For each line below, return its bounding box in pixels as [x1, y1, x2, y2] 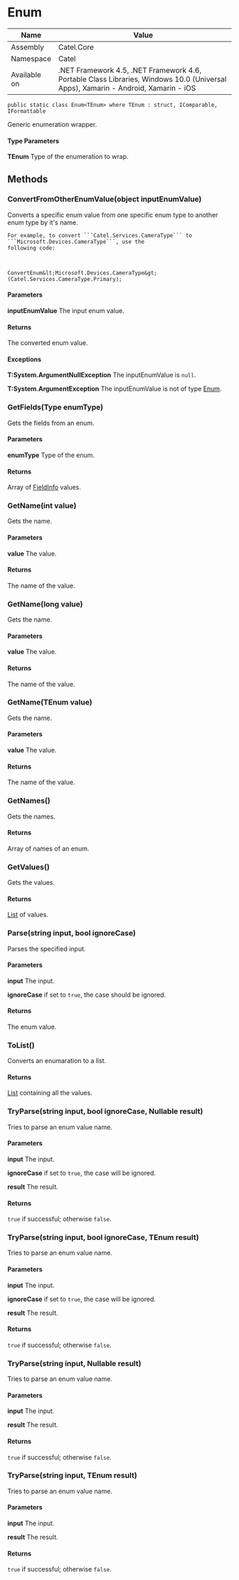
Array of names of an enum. [7, 844, 90, 853]
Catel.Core [58, 42, 95, 52]
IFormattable [7, 108, 46, 115]
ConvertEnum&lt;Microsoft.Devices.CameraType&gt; [7, 269, 158, 277]
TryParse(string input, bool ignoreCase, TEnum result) [7, 1233, 199, 1243]
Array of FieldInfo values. [7, 483, 82, 492]
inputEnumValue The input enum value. [7, 307, 124, 315]
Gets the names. [7, 812, 55, 821]
